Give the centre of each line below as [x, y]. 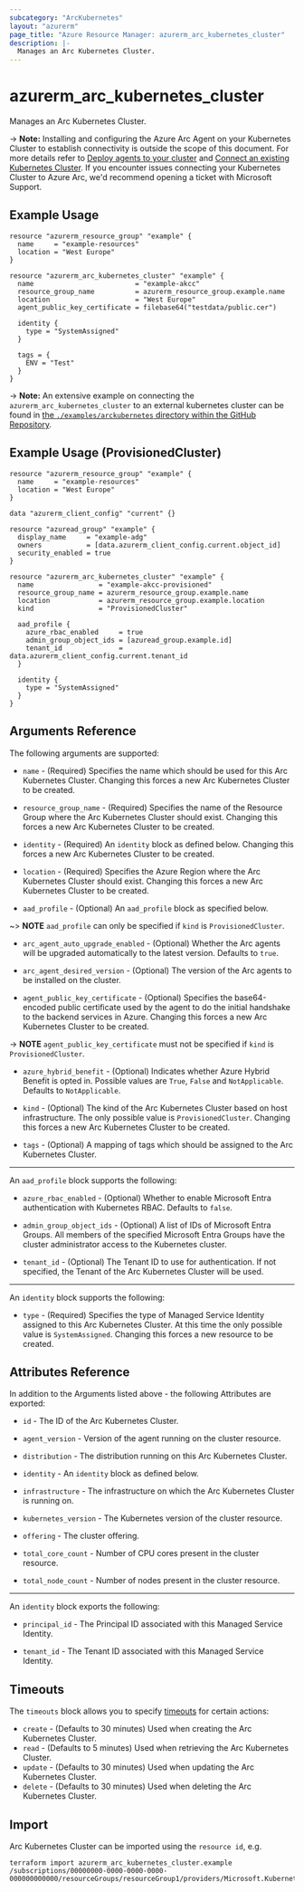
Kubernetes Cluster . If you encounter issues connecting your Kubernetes [145, 167]
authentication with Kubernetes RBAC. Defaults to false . [128, 1207]
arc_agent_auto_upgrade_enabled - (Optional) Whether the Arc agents [151, 943]
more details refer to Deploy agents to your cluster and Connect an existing [149, 158]
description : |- [40, 43]
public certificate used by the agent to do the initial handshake [174, 1007]
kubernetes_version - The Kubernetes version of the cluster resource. [152, 1518]
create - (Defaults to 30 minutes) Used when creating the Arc [137, 1729]
